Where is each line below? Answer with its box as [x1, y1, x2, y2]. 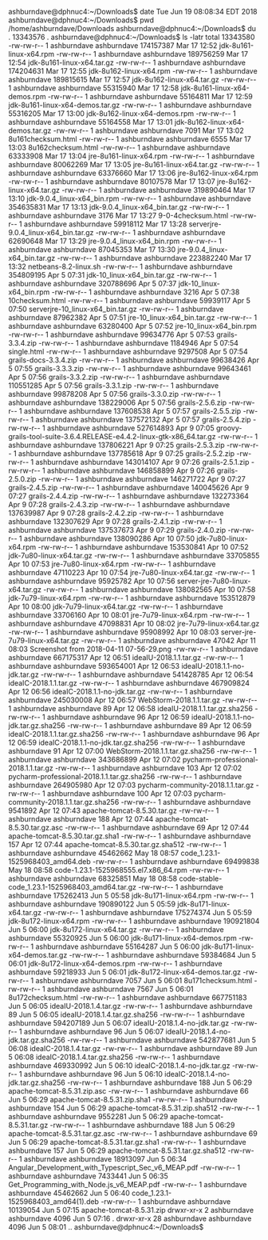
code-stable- [179, 874, 223, 883]
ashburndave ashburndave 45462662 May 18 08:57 [8, 848, 179, 858]
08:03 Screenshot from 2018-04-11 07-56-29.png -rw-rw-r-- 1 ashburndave [8, 644, 259, 654]
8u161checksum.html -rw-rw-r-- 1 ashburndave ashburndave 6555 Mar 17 [8, 134, 251, 143]
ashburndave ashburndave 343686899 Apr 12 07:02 [8, 755, 181, 764]
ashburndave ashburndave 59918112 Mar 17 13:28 [23, 219, 187, 229]
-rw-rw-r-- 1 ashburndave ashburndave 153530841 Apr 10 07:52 [37, 542, 249, 551]
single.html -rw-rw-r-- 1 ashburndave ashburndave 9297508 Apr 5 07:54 [8, 347, 249, 356]
